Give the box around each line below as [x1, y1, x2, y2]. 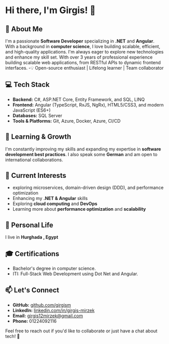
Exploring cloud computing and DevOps [12, 201, 97, 207]
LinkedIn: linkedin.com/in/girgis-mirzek [12, 307, 95, 313]
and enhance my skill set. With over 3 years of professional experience [5, 54, 153, 60]
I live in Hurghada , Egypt [5, 234, 59, 240]
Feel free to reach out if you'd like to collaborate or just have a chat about [5, 328, 158, 334]
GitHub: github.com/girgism [12, 302, 71, 308]
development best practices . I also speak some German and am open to [5, 151, 158, 157]
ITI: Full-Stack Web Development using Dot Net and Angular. [12, 271, 139, 277]
